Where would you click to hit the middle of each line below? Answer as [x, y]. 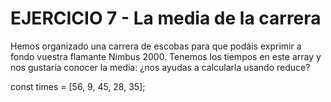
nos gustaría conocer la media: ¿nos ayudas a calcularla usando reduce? [160, 67]
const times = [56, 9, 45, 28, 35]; [78, 86]
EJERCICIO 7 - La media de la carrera [166, 18]
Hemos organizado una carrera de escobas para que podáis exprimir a [156, 46]
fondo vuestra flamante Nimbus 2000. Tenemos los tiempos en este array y [166, 56]
